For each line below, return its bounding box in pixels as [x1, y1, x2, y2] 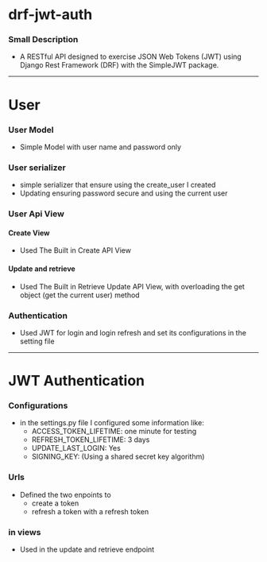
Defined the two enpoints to [19, 490, 111, 499]
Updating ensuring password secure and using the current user [19, 188, 228, 198]
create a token [31, 498, 79, 508]
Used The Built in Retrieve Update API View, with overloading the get [19, 281, 245, 291]
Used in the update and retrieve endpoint [19, 545, 155, 554]
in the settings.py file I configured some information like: [19, 418, 204, 428]
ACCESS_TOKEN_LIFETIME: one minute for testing [31, 427, 197, 436]
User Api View [8, 208, 65, 219]
